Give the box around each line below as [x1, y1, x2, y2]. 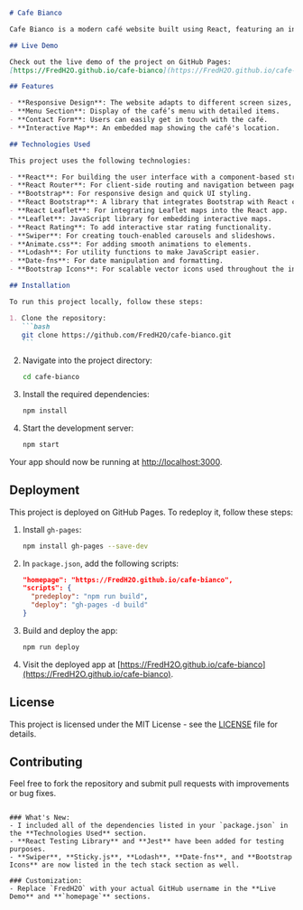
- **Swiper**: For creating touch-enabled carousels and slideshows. [9, 231, 277, 240]
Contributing [9, 755, 83, 770]
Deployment [9, 483, 80, 498]
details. [9, 728, 37, 739]
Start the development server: [22, 422, 134, 433]
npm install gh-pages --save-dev [22, 542, 149, 551]
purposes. [9, 845, 47, 854]
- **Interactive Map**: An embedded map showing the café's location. [9, 123, 280, 133]
